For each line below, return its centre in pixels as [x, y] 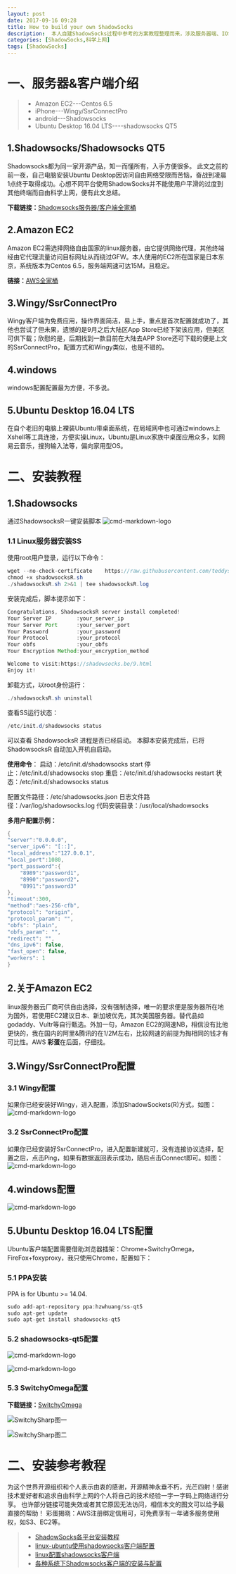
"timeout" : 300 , [29, 899]
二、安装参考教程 [57, 1466]
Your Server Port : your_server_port [69, 625]
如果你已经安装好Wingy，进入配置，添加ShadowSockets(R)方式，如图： [112, 1105]
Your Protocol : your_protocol [64, 638]
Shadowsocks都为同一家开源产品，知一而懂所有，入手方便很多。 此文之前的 [118, 166]
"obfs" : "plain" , [33, 925]
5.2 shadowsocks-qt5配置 [53, 1339]
